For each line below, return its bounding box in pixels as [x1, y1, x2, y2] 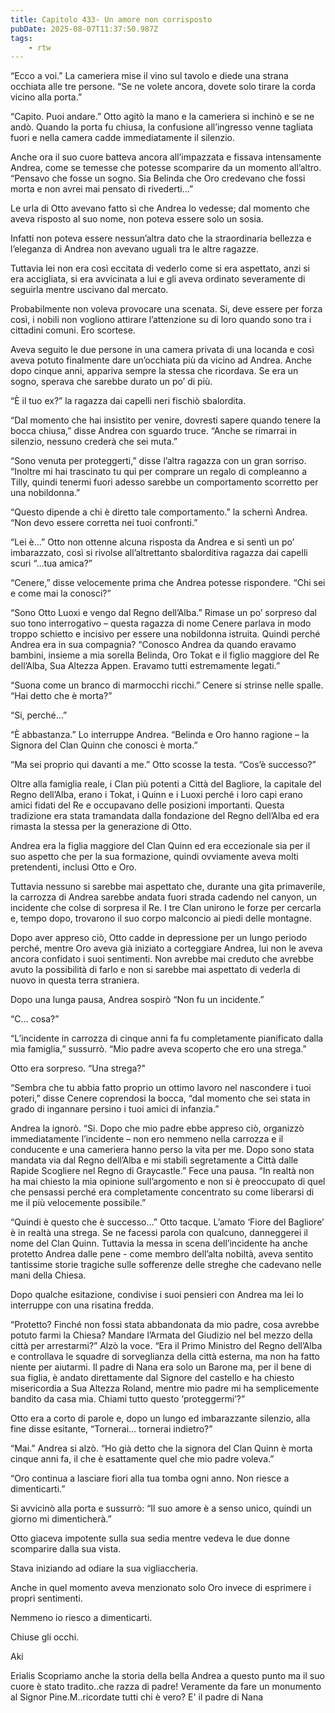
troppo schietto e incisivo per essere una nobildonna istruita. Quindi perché [10, 628, 321, 640]
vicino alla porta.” [10, 91, 83, 103]
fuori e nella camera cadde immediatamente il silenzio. [10, 132, 235, 144]
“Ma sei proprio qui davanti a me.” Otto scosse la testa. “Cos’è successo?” [10, 759, 317, 771]
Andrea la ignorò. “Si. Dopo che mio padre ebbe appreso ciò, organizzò [10, 1122, 305, 1135]
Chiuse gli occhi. [10, 1631, 80, 1643]
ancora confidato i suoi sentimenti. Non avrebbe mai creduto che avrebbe [10, 953, 314, 965]
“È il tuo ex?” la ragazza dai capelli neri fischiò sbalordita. [10, 395, 247, 407]
